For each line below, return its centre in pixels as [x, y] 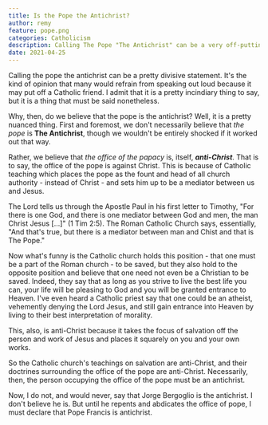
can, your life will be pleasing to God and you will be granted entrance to [127, 289]
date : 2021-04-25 [37, 53]
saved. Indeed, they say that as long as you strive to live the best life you [128, 281]
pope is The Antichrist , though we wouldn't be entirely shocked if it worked [133, 133]
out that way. [30, 142]
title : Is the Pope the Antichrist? [69, 16]
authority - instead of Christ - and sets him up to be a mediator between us [132, 183]
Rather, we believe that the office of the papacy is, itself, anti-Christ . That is [134, 157]
